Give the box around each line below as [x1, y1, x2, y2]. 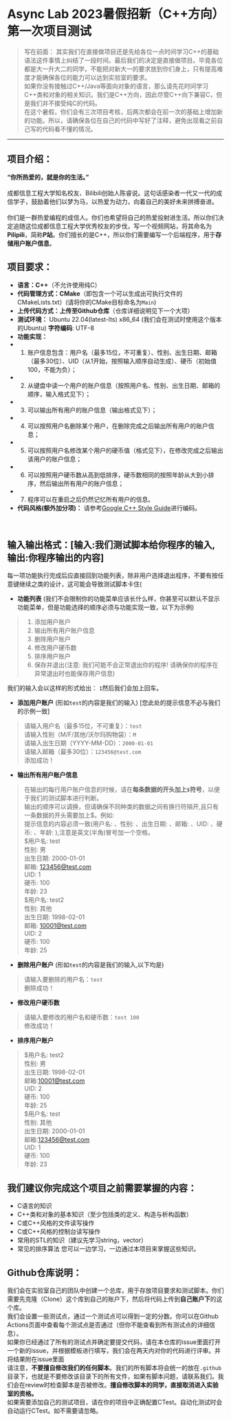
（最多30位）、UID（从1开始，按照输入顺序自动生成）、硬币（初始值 [27, 357, 217, 365]
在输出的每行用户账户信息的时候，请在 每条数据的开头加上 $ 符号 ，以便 [23, 785, 220, 794]
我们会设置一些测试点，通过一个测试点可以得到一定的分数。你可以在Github [7, 1312, 219, 1320]
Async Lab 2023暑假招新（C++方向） [7, 6, 219, 22]
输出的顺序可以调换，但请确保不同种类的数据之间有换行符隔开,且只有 [23, 802, 219, 811]
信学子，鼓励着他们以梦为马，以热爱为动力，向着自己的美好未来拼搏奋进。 [7, 197, 218, 206]
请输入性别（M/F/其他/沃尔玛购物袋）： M [23, 730, 137, 739]
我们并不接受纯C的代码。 [30, 99, 102, 107]
